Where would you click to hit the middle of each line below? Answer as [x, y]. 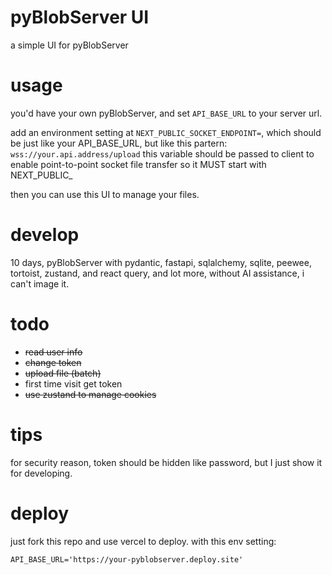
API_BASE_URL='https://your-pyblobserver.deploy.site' [127, 559]
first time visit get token [73, 383]
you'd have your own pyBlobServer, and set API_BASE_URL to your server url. [166, 113]
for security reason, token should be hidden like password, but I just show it [166, 462]
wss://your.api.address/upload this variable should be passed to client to [162, 153]
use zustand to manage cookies [90, 394]
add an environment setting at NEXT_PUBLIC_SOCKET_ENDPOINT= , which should [166, 132]
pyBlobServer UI [80, 17]
